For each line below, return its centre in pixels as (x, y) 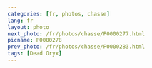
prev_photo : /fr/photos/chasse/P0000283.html (76, 47)
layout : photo (29, 27)
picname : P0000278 (35, 40)
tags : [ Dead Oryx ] (35, 54)
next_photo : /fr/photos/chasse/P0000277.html (76, 34)
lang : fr (20, 21)
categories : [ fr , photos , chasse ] (59, 14)
